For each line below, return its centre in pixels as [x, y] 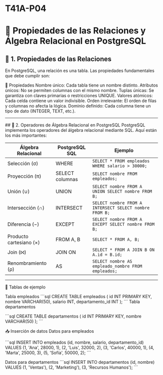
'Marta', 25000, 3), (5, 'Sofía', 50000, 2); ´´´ [48, 353]
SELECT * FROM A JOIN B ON [123, 250]
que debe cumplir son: [27, 76]
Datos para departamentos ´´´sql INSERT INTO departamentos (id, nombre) [80, 362]
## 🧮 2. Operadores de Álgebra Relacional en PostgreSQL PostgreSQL [75, 125]
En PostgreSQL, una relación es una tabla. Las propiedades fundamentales [80, 71]
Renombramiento [27, 263]
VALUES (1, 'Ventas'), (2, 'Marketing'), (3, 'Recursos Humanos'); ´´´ [72, 367]
